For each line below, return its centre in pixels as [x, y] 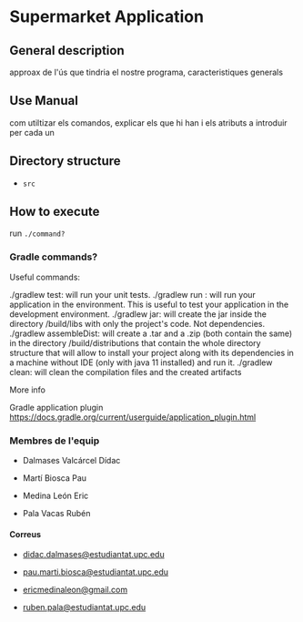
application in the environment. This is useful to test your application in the [149, 304]
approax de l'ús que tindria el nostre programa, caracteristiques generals [146, 72]
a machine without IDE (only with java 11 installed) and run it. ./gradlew [141, 362]
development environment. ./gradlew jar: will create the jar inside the [138, 314]
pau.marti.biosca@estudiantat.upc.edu [96, 572]
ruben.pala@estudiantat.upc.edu [84, 607]
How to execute [55, 212]
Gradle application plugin [56, 407]
